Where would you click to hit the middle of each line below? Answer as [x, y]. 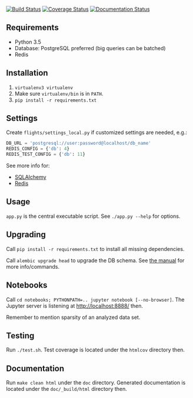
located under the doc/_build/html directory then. [67, 389]
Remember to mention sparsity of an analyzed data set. [73, 317]
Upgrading [26, 235]
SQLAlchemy [30, 177]
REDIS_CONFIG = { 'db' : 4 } [38, 149]
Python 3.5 [28, 42]
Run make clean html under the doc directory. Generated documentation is [96, 383]
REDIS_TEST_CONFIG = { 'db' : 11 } [46, 154]
